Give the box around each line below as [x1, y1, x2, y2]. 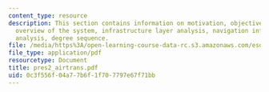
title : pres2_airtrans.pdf [8, 64, 98, 72]
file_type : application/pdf [8, 49, 102, 57]
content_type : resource [8, 11, 88, 20]
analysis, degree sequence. [15, 34, 110, 42]
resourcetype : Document [8, 57, 88, 65]
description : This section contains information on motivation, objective [8, 19, 263, 27]
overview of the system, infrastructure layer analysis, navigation [15, 26, 249, 34]
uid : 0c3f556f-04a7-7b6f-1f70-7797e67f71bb [8, 71, 156, 79]
